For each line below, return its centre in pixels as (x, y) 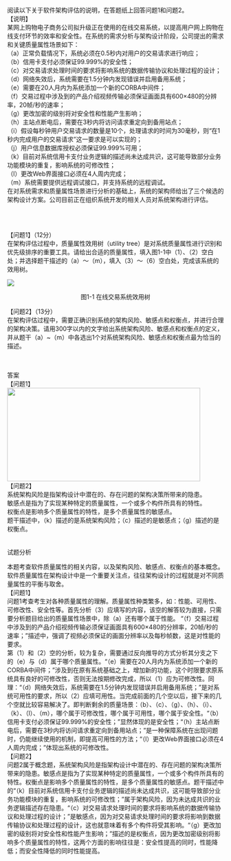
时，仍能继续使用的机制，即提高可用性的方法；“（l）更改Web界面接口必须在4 (115, 739)
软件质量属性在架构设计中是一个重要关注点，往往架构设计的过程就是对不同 (112, 575)
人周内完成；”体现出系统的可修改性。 (60, 747)
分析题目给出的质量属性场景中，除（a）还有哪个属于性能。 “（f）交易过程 (116, 618)
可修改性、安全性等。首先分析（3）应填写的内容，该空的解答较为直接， (108, 610)
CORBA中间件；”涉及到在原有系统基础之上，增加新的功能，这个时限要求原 (112, 670)
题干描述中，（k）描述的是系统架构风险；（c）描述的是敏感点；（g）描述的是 (113, 520)
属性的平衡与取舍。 (40, 584)
